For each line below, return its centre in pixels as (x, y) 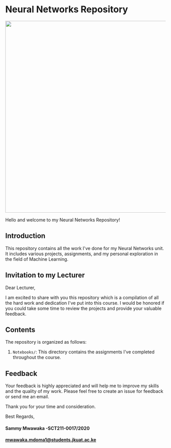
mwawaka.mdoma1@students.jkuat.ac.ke (51, 440)
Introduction (25, 236)
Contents (20, 330)
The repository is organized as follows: (46, 342)
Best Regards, (20, 417)
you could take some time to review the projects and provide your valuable (83, 308)
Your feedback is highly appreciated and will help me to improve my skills (82, 386)
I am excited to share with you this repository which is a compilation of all (82, 297)
